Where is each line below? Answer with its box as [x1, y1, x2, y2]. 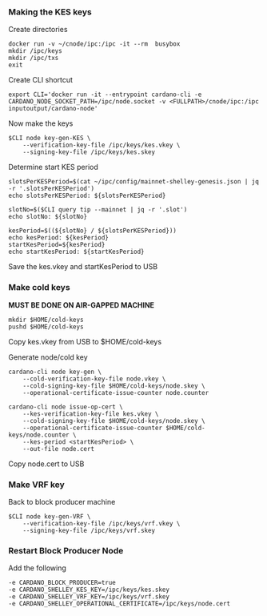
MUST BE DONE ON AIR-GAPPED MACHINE [8, 300, 154, 310]
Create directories [8, 25, 68, 34]
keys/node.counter [8, 431, 70, 439]
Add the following [8, 563, 66, 573]
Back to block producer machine [8, 497, 116, 506]
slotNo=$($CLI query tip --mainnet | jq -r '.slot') [8, 206, 188, 214]
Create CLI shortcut [8, 75, 74, 85]
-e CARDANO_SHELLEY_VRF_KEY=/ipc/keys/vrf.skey [8, 593, 170, 601]
